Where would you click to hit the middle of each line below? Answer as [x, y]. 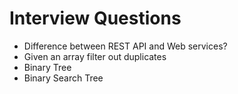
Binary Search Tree [63, 78]
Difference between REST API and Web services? [125, 46]
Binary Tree [47, 67]
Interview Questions [95, 18]
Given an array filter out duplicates [95, 56]
